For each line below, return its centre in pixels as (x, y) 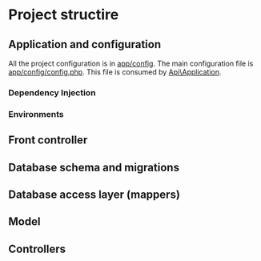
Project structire (64, 15)
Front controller (48, 141)
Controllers (37, 249)
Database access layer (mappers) (94, 195)
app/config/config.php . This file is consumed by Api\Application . (115, 72)
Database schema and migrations (94, 167)
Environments (36, 114)
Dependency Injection (52, 92)
